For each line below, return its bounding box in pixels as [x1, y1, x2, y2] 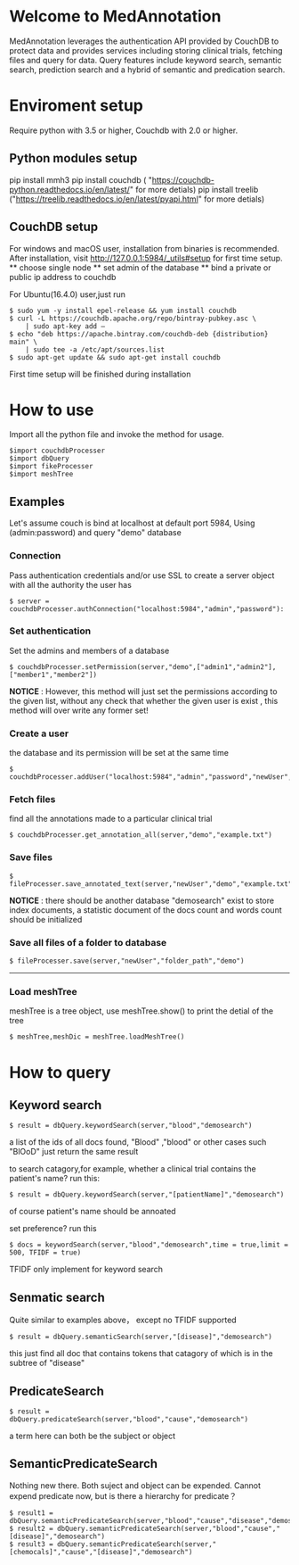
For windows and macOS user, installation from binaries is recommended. [9, 243, 280, 253]
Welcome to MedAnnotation [9, 6, 222, 27]
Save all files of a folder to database [9, 936, 167, 948]
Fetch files [9, 793, 56, 806]
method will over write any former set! [9, 705, 149, 716]
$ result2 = [9, 1524, 53, 1533]
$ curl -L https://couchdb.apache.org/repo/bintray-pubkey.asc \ [9, 314, 256, 323]
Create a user [9, 727, 69, 740]
